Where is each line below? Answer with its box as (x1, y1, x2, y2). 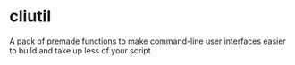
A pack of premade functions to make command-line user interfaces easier (9, 36, 286, 46)
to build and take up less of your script (9, 45, 151, 55)
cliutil (9, 6, 52, 27)
